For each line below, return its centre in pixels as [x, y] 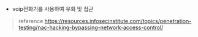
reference [31, 21]
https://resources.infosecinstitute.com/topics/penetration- [118, 21]
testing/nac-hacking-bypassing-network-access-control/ [91, 27]
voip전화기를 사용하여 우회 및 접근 [53, 9]
